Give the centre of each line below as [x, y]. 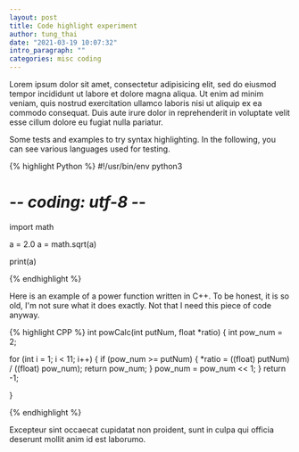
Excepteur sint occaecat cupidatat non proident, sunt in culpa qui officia [141, 430]
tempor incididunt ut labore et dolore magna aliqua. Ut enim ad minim [137, 94]
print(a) [23, 261]
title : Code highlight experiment [74, 26]
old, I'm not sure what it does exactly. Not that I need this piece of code [141, 305]
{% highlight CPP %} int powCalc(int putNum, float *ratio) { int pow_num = [146, 332]
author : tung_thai [43, 34]
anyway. [25, 315]
